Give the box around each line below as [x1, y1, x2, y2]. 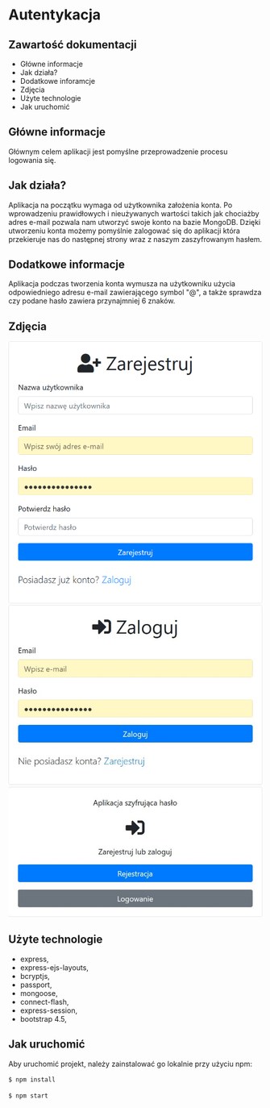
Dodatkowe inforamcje [19, 77, 95, 85]
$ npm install [8, 1075, 56, 1084]
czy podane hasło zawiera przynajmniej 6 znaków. [8, 296, 176, 306]
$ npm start [8, 1091, 48, 1100]
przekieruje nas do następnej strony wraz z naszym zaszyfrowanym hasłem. [8, 234, 263, 244]
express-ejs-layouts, [19, 962, 89, 973]
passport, [19, 980, 52, 989]
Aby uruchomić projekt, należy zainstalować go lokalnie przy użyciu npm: [8, 1059, 252, 1068]
